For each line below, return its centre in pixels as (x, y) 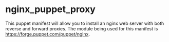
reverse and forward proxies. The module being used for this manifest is (82, 28)
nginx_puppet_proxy (51, 9)
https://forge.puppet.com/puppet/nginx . (48, 34)
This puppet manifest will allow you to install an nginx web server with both (85, 23)
